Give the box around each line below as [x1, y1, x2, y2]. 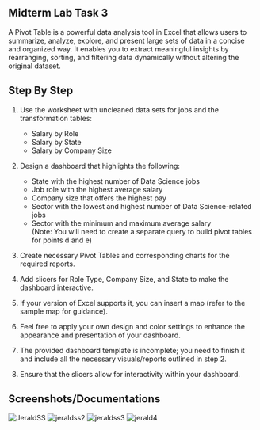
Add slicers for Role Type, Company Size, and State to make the [19, 274, 229, 283]
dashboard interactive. [19, 283, 94, 292]
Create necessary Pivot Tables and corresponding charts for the [19, 250, 230, 260]
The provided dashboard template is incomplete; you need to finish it [19, 345, 246, 355]
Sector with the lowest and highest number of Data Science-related [31, 201, 252, 211]
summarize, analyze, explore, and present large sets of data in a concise [8, 36, 245, 45]
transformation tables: [19, 113, 93, 123]
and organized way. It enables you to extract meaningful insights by [8, 44, 229, 54]
